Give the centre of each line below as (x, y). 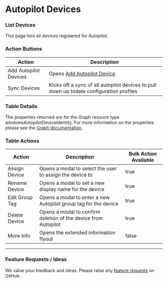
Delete (15, 215)
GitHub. (13, 275)
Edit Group (20, 198)
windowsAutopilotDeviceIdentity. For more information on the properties (79, 123)
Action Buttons (24, 49)
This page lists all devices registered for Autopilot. (57, 36)
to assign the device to (66, 175)
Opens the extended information (77, 233)
